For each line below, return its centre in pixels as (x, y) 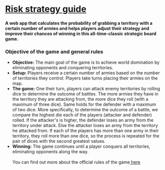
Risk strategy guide (46, 9)
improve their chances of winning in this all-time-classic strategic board (81, 34)
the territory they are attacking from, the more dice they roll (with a (80, 99)
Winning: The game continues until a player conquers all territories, (81, 146)
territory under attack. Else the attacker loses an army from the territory (85, 126)
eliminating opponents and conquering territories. (63, 68)
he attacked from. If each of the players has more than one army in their (85, 131)
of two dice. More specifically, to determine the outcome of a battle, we (85, 110)
